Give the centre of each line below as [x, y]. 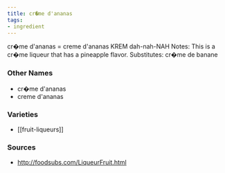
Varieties [22, 114]
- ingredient [26, 26]
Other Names [30, 73]
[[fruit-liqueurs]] [40, 129]
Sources [21, 147]
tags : [15, 20]
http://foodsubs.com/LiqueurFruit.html [72, 163]
